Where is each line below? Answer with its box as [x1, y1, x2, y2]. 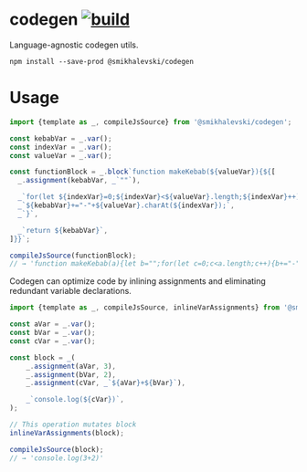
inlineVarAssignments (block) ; [9, 428, 125, 437]
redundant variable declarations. [9, 286, 132, 297]
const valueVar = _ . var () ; [9, 151, 112, 160]
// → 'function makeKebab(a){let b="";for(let [9, 259, 190, 268]
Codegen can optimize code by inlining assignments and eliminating [9, 276, 267, 287]
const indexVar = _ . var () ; [9, 142, 112, 152]
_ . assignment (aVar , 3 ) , [26, 362, 117, 371]
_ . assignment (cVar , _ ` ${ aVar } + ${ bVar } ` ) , [26, 379, 186, 388]
